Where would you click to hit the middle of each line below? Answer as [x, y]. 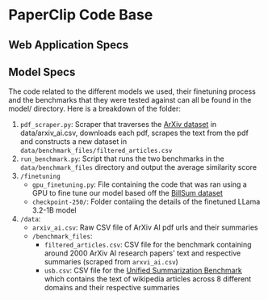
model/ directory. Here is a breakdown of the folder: [95, 109]
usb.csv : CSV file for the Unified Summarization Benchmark [143, 270]
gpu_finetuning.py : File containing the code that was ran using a [140, 184]
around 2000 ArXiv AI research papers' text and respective [142, 253]
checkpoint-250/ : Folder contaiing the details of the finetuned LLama [146, 202]
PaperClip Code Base [81, 15]
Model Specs [42, 72]
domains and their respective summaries [112, 288]
